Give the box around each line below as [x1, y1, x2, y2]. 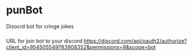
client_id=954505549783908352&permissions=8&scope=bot [6, 43, 156, 50]
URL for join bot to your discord [6, 37, 83, 44]
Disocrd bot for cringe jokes [6, 23, 74, 30]
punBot [6, 3, 43, 17]
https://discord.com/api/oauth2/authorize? [83, 37, 187, 44]
